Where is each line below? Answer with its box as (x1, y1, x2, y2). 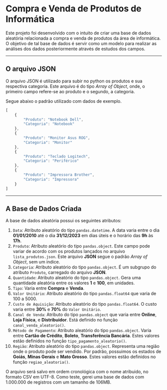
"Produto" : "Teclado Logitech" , (23, 154, 91, 159)
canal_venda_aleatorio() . (12, 322, 66, 328)
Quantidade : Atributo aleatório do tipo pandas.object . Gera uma (12, 275, 141, 281)
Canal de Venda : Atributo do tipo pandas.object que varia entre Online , (12, 312, 157, 318)
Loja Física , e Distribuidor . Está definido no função (12, 317, 118, 323)
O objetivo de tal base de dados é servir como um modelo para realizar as (5, 40, 157, 46)
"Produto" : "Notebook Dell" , (23, 117, 84, 122)
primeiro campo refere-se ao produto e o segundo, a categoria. (5, 88, 135, 94)
